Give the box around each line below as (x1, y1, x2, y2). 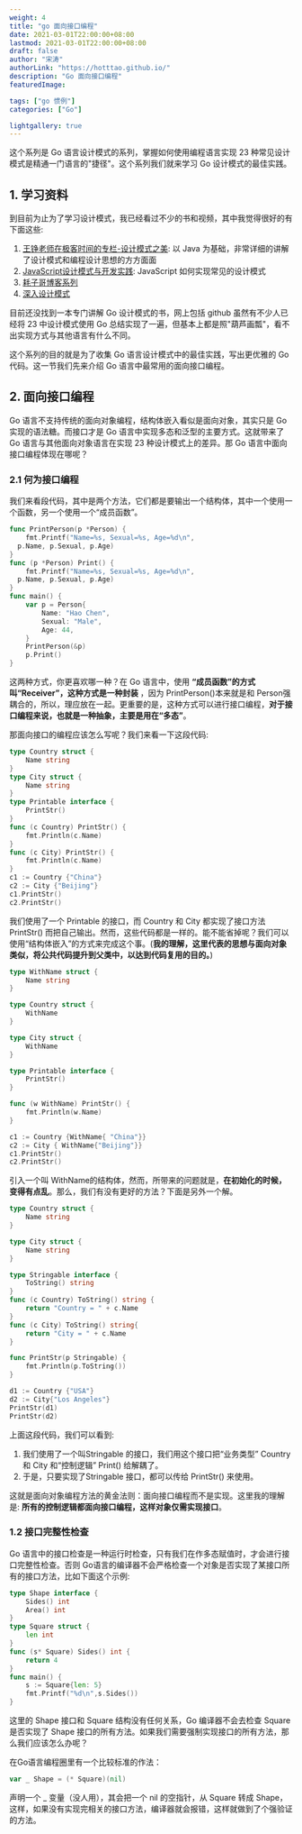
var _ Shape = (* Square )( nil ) (9, 1775, 127, 1784)
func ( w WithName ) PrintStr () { (9, 1099, 130, 1109)
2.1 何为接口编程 (9, 473, 79, 486)
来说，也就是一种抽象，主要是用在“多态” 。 (32, 710, 191, 721)
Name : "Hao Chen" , (41, 608, 111, 617)
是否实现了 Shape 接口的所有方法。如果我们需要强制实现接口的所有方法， (9, 1727, 281, 1738)
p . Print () (25, 651, 63, 660)
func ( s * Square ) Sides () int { (9, 1647, 130, 1656)
